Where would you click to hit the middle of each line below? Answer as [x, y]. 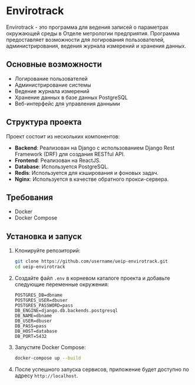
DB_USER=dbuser [33, 321]
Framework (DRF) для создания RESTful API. [70, 154]
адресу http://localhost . [46, 376]
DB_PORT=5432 [31, 336]
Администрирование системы [53, 85]
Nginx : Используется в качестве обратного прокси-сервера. [92, 179]
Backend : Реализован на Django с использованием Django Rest [95, 148]
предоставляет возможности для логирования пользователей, [85, 39]
